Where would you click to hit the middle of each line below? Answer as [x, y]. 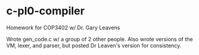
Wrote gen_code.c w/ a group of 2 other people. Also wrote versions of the [100, 39]
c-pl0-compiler [45, 11]
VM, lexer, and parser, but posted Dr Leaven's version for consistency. [94, 45]
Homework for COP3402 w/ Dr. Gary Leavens [63, 27]
